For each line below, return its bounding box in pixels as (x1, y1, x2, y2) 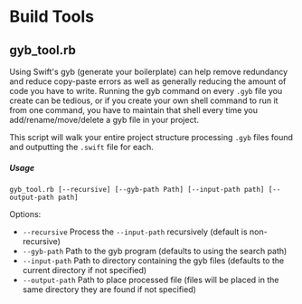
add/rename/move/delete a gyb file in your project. (9, 115, 200, 125)
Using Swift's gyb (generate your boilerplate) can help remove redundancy (9, 66, 288, 77)
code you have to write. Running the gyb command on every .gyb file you (9, 86, 283, 96)
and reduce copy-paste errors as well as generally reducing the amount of (9, 76, 287, 87)
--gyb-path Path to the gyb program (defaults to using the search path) (22, 245, 288, 256)
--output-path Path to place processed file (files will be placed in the (22, 274, 279, 285)
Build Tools (9, 6, 95, 27)
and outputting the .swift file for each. (9, 142, 154, 152)
